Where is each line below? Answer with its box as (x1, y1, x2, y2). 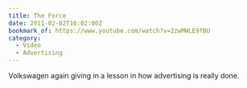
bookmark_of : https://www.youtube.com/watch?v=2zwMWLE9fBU (8, 26, 211, 34)
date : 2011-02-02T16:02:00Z (8, 19, 103, 27)
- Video (15, 42, 42, 50)
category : (8, 34, 42, 42)
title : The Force (8, 11, 67, 20)
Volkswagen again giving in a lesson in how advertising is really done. (8, 71, 240, 80)
